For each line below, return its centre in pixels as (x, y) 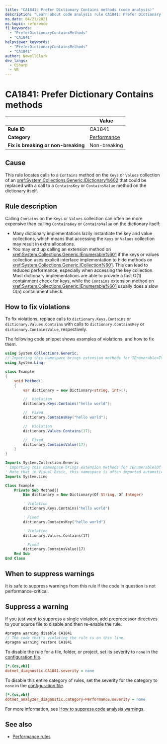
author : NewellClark (27, 56)
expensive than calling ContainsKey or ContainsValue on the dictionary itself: (83, 224)
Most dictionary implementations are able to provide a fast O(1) (77, 275)
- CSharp (19, 65)
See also (19, 724)
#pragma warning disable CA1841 (39, 633)
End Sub (22, 554)
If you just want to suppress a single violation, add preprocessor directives (82, 619)
